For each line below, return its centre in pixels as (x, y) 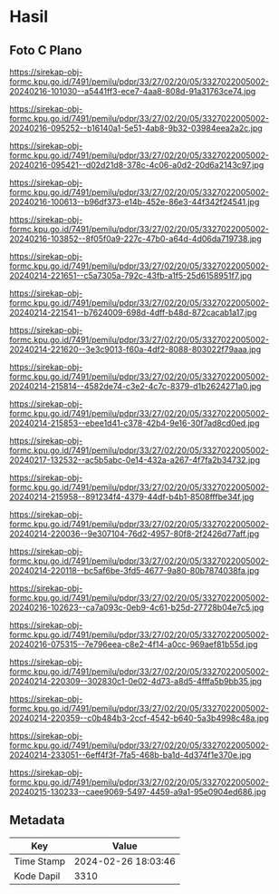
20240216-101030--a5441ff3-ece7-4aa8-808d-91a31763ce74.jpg (133, 91)
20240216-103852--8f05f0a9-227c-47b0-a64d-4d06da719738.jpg (135, 239)
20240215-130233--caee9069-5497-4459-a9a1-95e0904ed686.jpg (138, 792)
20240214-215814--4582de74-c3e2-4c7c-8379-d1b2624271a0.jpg (135, 386)
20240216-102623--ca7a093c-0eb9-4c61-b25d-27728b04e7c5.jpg (137, 607)
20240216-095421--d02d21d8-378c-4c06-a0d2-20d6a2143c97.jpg (137, 165)
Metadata (37, 820)
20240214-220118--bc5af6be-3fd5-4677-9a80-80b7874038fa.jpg (135, 570)
